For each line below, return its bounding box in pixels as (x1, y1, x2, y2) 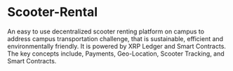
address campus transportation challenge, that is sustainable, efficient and (7, 34, 223, 42)
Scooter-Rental (7, 4, 98, 20)
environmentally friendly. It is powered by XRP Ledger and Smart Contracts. (7, 42, 227, 50)
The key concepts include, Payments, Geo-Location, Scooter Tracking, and (7, 49, 225, 58)
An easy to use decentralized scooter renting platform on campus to (7, 27, 205, 35)
